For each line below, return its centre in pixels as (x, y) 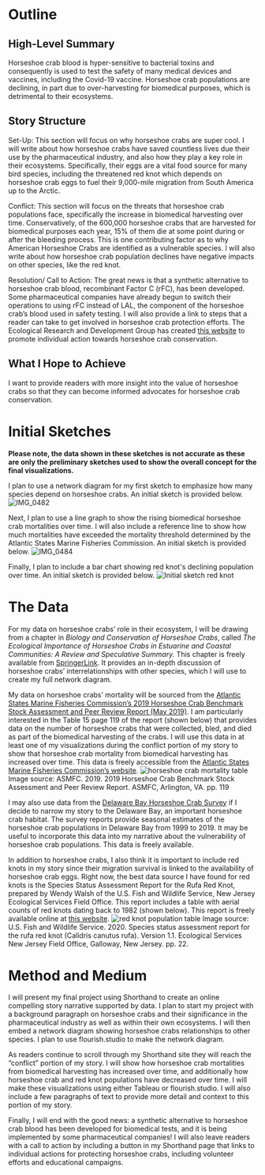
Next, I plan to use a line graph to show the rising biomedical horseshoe (125, 518)
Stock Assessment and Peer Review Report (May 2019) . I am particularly (126, 711)
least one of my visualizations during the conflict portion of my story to (123, 745)
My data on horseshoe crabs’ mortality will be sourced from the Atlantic (125, 694)
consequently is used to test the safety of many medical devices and (120, 71)
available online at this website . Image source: (129, 918)
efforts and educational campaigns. (66, 1162)
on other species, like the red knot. (65, 264)
